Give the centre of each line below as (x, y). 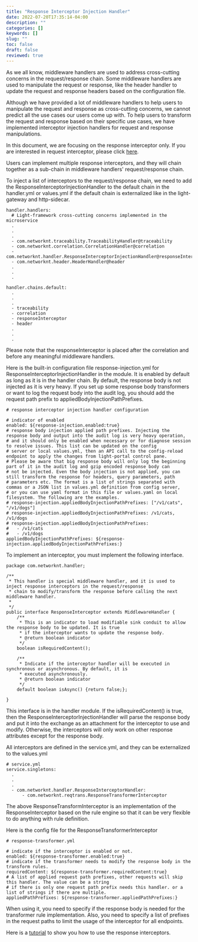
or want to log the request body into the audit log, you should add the (90, 393)
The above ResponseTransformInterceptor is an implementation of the (91, 806)
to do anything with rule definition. (48, 819)
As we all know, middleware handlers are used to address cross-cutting (93, 72)
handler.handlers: (29, 210)
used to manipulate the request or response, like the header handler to (92, 85)
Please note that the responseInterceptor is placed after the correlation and (98, 350)
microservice (22, 220)
